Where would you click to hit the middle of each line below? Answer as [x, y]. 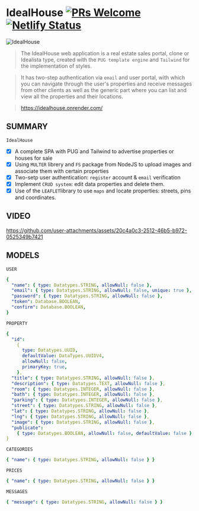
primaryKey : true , [44, 367]
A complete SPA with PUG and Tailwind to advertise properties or [94, 151]
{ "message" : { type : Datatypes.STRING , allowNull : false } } [84, 502]
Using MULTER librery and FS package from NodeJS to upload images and [103, 164]
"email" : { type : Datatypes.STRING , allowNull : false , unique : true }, [102, 291]
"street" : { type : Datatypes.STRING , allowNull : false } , [85, 406]
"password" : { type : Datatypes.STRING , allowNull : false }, [87, 296]
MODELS [23, 255]
